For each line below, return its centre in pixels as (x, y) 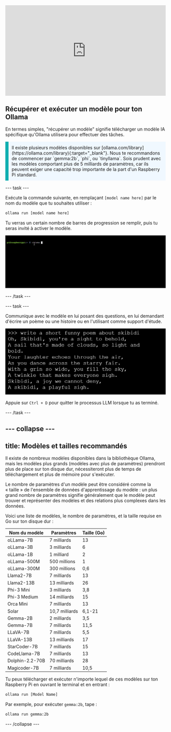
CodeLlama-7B (24, 654)
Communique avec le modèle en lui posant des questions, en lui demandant (85, 316)
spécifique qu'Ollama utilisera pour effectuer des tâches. (65, 135)
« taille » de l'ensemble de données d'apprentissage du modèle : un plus (81, 490)
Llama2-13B (21, 583)
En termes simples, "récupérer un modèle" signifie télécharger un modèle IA (85, 129)
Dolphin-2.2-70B (26, 661)
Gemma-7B (20, 625)
